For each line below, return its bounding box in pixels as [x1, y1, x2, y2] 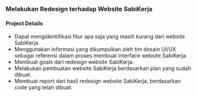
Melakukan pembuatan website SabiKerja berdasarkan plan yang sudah [14, 65, 192, 72]
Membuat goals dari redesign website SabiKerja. [14, 59, 134, 66]
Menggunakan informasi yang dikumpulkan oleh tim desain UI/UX [14, 46, 177, 53]
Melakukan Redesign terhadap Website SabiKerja [5, 5, 153, 13]
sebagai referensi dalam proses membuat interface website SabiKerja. [14, 52, 188, 59]
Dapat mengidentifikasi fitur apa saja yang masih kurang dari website [14, 33, 185, 40]
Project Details [5, 20, 43, 27]
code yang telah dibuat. [14, 84, 73, 91]
